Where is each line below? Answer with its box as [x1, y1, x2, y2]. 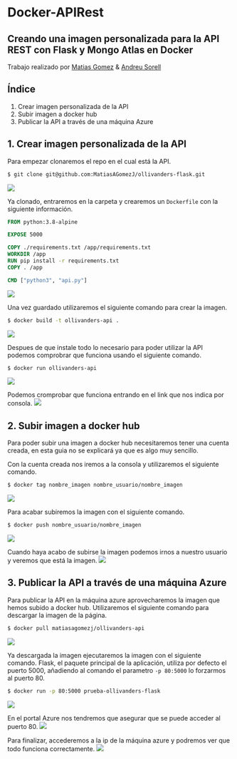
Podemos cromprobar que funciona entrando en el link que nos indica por [7, 391, 224, 399]
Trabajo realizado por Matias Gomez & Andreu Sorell [7, 63, 162, 71]
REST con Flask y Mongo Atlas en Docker [7, 43, 194, 56]
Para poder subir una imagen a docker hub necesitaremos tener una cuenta [7, 439, 229, 448]
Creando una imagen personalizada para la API [7, 33, 220, 45]
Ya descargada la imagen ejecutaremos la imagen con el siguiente [7, 651, 201, 659]
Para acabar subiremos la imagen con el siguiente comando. [7, 507, 185, 517]
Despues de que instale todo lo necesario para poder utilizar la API [7, 343, 204, 351]
